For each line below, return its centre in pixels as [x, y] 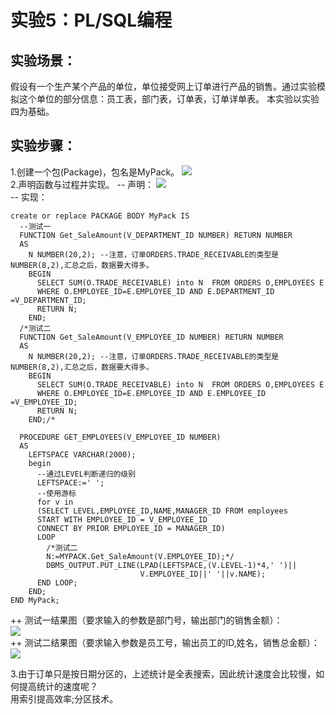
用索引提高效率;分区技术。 [64, 698]
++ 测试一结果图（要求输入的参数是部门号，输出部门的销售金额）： [146, 620]
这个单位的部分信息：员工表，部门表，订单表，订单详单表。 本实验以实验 [169, 99]
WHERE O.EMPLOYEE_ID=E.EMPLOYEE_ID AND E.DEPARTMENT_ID [155, 291]
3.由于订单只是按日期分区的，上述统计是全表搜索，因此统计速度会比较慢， [163, 673]
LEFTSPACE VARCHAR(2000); [82, 454]
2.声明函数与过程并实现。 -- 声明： [82, 184]
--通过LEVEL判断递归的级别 [86, 474]
